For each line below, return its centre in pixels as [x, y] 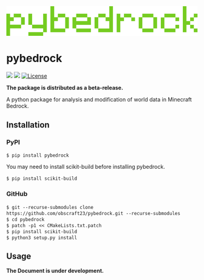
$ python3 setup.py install [42, 237]
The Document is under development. [55, 271]
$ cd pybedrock [25, 219]
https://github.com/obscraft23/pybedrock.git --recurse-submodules [93, 213]
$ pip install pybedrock [38, 155]
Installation [28, 125]
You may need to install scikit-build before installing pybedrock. [86, 167]
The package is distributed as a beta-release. [65, 87]
